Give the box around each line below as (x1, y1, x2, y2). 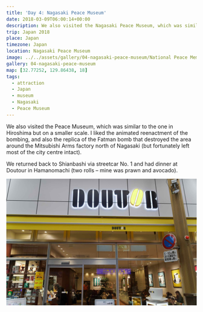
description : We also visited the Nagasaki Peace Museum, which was (6, 22, 182, 28)
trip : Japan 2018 (6, 29, 50, 35)
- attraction (11, 80, 45, 86)
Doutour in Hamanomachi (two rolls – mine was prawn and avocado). (6, 166, 178, 174)
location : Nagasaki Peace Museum (6, 48, 91, 54)
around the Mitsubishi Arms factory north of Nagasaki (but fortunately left (6, 142, 190, 149)
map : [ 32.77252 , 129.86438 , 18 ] (6, 67, 88, 73)
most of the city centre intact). (6, 148, 82, 155)
